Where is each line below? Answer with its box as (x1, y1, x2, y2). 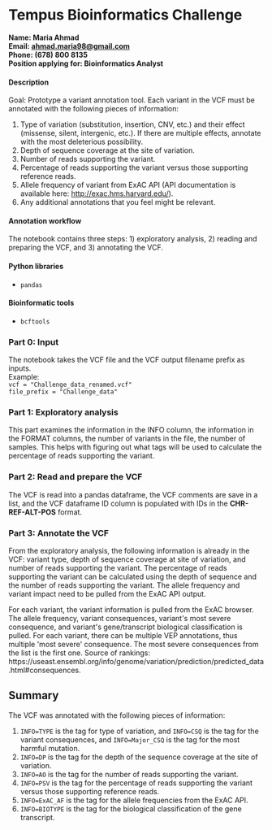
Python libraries (8, 261, 64, 271)
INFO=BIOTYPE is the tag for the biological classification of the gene (19, 803, 242, 814)
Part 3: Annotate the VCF (8, 527, 110, 538)
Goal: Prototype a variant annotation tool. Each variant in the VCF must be (8, 95, 256, 105)
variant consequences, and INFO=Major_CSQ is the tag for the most (19, 734, 240, 745)
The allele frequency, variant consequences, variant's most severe (8, 613, 231, 623)
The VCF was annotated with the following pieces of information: (8, 710, 226, 720)
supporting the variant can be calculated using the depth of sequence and (8, 571, 257, 581)
